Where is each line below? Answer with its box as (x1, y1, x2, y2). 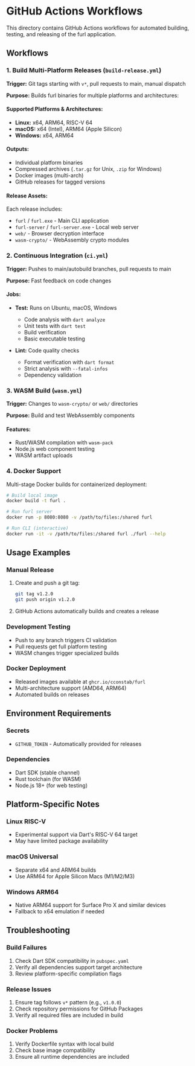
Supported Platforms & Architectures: (6, 106, 103, 113)
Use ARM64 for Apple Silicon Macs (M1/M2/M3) (14, 872, 135, 879)
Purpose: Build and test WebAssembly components (6, 412, 135, 419)
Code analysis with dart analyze (24, 316, 106, 323)
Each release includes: (6, 205, 63, 212)
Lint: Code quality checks (14, 346, 80, 354)
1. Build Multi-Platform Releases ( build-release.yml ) (6, 66, 162, 75)
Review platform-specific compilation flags (14, 970, 122, 977)
